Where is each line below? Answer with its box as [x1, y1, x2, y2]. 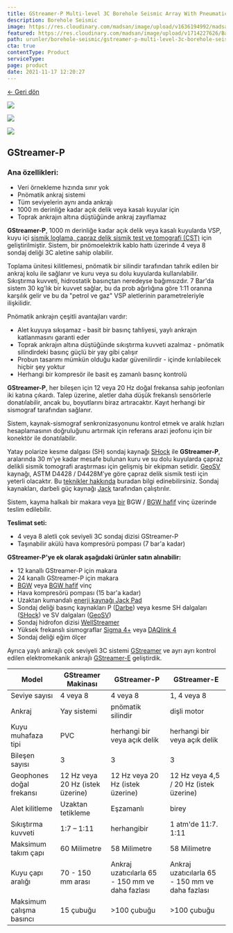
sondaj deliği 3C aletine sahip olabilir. [7, 248, 114, 257]
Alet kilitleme [10, 804, 53, 813]
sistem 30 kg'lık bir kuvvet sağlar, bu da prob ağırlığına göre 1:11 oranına [7, 284, 213, 293]
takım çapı [10, 848, 45, 858]
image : [7, 23, 26, 30]
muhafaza [10, 731, 44, 740]
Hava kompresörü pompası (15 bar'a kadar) [17, 589, 141, 597]
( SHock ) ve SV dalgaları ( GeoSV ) [17, 611, 112, 619]
